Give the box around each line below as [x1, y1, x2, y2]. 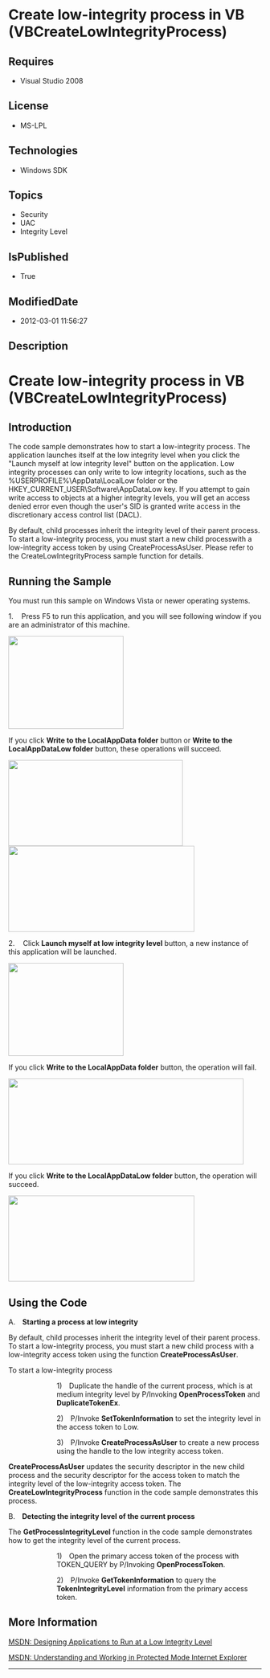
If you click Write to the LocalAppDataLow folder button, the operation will [8, 1171, 257, 1181]
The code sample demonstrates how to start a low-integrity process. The [8, 442, 251, 452]
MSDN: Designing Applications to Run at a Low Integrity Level [8, 1637, 213, 1647]
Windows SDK [19, 165, 68, 174]
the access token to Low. [56, 1422, 139, 1432]
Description [8, 339, 68, 353]
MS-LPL [19, 121, 47, 130]
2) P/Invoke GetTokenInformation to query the [56, 1575, 217, 1585]
